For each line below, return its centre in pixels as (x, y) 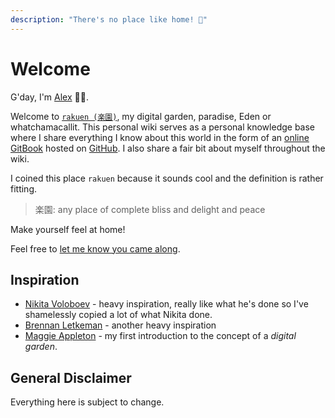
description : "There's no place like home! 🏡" (109, 19)
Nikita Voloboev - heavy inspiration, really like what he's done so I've (166, 304)
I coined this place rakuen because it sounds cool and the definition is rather (167, 178)
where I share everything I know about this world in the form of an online (160, 137)
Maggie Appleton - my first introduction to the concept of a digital (160, 336)
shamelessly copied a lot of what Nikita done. (118, 315)
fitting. (24, 188)
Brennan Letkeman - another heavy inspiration (120, 325)
